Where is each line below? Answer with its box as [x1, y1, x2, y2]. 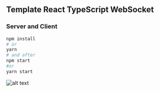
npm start [6, 58, 31, 64]
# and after [6, 52, 36, 58]
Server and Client [6, 22, 57, 31]
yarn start [6, 68, 33, 74]
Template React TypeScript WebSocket [6, 5, 154, 15]
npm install [6, 35, 36, 42]
